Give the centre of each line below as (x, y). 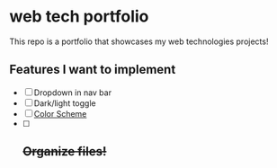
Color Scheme (60, 113)
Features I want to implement (93, 70)
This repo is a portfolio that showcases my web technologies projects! (139, 41)
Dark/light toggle (65, 103)
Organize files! (64, 151)
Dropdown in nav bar (73, 93)
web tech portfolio (79, 17)
